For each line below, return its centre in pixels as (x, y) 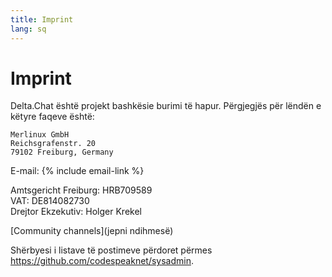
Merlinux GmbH (40, 135)
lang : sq (28, 29)
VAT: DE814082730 (50, 201)
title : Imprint (42, 19)
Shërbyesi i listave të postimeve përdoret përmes (111, 250)
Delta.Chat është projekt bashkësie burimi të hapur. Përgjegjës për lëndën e (166, 106)
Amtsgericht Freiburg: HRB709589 (81, 190)
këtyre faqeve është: (52, 117)
